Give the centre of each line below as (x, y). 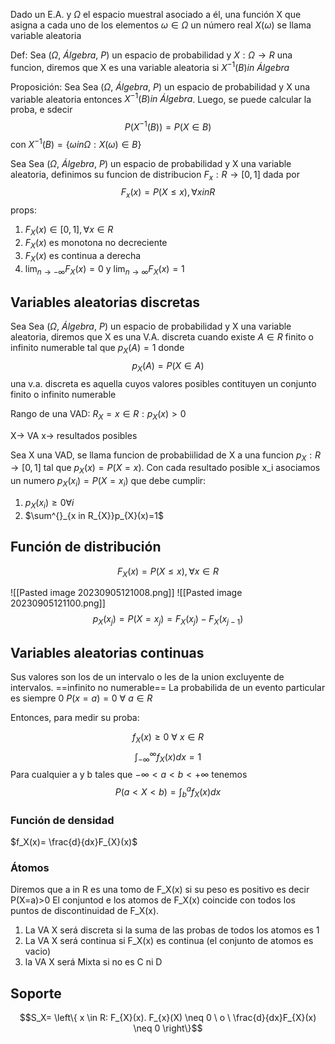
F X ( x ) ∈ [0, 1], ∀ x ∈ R (69, 231)
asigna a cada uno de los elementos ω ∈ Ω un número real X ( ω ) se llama (161, 25)
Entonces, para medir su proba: (75, 718)
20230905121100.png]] (58, 603)
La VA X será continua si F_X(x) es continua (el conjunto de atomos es (169, 941)
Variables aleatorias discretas (105, 302)
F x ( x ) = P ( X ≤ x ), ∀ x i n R (168, 193)
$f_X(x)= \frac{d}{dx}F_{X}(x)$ (74, 842)
